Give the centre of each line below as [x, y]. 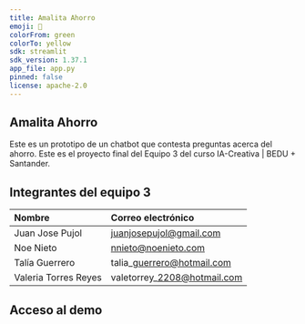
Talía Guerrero [45, 263]
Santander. [30, 164]
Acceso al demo [56, 310]
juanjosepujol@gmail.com [166, 233]
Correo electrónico [152, 218]
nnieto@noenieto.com [158, 248]
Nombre [32, 218]
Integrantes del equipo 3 [81, 192]
